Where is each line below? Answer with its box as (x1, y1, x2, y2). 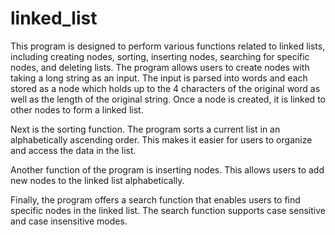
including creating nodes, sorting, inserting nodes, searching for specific (10, 50, 310, 62)
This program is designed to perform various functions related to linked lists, (10, 40, 326, 52)
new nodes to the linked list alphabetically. (10, 174, 185, 186)
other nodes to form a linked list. (10, 103, 144, 116)
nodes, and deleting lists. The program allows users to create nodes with (10, 61, 310, 73)
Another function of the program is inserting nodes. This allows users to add (10, 163, 325, 176)
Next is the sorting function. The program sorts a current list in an (10, 123, 281, 135)
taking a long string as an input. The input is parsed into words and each (10, 72, 308, 84)
